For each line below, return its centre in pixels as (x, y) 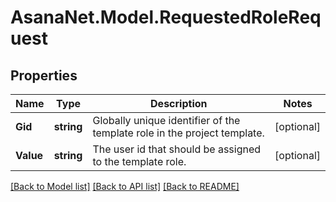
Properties (44, 75)
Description (179, 103)
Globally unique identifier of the (166, 120)
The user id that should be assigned (177, 149)
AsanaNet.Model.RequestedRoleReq (166, 17)
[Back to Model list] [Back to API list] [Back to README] (125, 186)
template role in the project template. (178, 133)
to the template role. (139, 161)
